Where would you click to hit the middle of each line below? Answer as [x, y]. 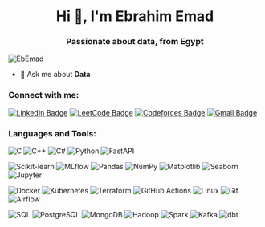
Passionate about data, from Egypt [135, 42]
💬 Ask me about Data [55, 75]
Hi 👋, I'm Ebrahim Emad [135, 16]
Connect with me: [44, 95]
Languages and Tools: [52, 133]
